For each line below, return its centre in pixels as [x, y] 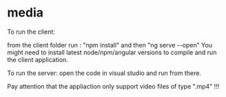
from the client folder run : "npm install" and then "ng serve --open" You [110, 45]
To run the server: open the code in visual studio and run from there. [104, 73]
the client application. [38, 59]
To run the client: [31, 32]
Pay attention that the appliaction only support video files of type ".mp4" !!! [113, 86]
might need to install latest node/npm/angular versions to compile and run [112, 52]
